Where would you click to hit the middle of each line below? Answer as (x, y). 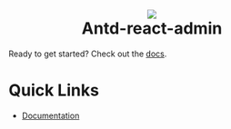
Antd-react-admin (152, 29)
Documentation (50, 115)
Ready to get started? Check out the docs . (88, 54)
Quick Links (54, 90)
